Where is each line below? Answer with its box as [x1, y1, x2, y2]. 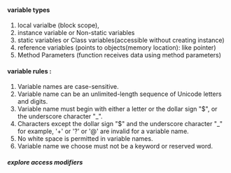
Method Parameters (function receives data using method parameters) [17, 51, 222, 60]
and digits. [17, 97, 48, 106]
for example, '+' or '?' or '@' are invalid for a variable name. [17, 127, 189, 136]
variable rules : [7, 67, 52, 75]
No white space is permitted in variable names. [17, 134, 153, 143]
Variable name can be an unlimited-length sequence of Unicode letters [17, 90, 222, 98]
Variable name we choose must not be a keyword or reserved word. [17, 142, 213, 151]
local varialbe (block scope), [17, 21, 99, 29]
